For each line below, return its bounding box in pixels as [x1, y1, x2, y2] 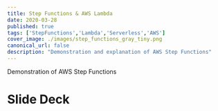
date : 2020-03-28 [7, 17, 57, 23]
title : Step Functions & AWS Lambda [7, 10, 113, 17]
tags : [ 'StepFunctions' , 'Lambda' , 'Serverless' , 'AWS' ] [7, 29, 166, 37]
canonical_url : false [7, 42, 70, 49]
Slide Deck [7, 92, 71, 108]
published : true [7, 23, 54, 30]
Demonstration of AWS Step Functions [7, 67, 117, 76]
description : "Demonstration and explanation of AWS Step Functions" [7, 49, 212, 56]
